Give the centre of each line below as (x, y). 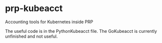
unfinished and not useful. (31, 36)
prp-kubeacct (34, 8)
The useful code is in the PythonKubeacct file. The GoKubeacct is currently (81, 31)
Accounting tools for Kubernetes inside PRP (49, 22)
